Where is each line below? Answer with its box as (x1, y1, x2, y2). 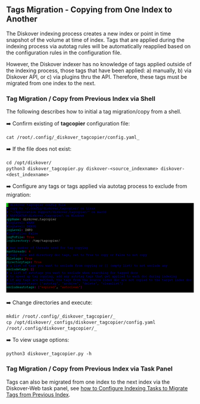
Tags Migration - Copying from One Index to (6, 5, 173, 15)
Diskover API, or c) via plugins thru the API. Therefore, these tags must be (6, 73, 187, 80)
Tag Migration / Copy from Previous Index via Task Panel (6, 365, 173, 373)
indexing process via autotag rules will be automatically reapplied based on (6, 42, 191, 50)
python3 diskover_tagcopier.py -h (6, 351, 92, 357)
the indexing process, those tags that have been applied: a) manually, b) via (6, 67, 192, 74)
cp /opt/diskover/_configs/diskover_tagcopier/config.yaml (6, 319, 156, 326)
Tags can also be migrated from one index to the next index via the (6, 378, 170, 386)
